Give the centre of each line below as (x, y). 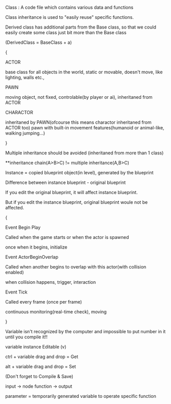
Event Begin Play (23, 227)
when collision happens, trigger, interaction (51, 282)
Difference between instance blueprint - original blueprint (66, 182)
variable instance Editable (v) (36, 347)
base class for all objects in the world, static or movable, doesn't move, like (84, 72)
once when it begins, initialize (36, 247)
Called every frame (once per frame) (44, 302)
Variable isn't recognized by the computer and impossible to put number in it (85, 331)
